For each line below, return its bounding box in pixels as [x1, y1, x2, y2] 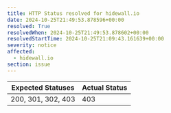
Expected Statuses [11, 83, 75, 92]
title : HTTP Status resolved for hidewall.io [7, 10, 139, 17]
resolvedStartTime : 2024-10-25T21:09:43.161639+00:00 [7, 36, 165, 42]
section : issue [7, 61, 51, 68]
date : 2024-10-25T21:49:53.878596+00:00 [7, 16, 125, 23]
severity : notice [7, 42, 57, 49]
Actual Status [82, 83, 128, 92]
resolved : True [7, 23, 51, 29]
